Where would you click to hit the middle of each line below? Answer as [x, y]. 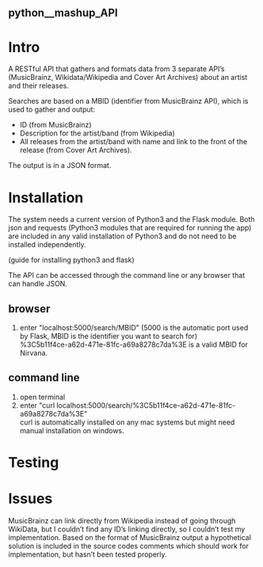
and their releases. [38, 86]
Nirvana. [34, 353]
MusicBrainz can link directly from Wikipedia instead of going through [122, 521]
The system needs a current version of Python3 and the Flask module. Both [131, 219]
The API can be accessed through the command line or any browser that [127, 276]
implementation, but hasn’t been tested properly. [88, 554]
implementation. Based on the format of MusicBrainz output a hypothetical [130, 538]
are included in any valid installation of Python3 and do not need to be [122, 236]
